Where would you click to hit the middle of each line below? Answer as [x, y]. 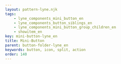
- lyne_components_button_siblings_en [53, 23]
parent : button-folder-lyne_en [37, 45]
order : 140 [16, 54]
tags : [10, 14]
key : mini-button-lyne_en [31, 37]
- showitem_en [28, 32]
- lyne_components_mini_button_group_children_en [65, 27]
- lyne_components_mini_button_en [49, 18]
